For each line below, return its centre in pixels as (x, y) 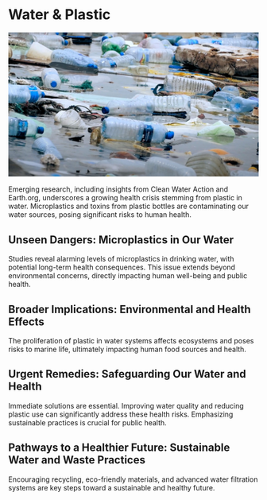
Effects (27, 322)
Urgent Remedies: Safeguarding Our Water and (127, 374)
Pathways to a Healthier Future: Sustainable (119, 448)
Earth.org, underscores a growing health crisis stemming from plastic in (125, 198)
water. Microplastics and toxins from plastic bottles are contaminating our (128, 206)
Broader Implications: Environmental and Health (130, 309)
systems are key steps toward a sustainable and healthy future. (112, 487)
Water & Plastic (60, 15)
